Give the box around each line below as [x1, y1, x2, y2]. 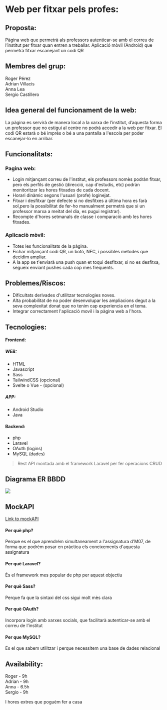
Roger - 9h [5, 673, 27, 679]
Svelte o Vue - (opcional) [12, 382, 64, 388]
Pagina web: [5, 165, 36, 172]
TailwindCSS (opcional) [12, 377, 61, 383]
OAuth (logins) [12, 445, 42, 451]
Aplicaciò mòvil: [5, 232, 45, 239]
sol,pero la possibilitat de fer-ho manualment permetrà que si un [12, 203, 145, 209]
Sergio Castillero [5, 91, 39, 97]
